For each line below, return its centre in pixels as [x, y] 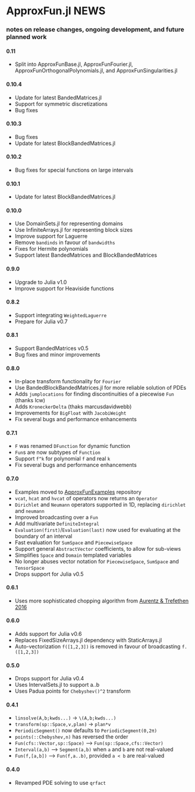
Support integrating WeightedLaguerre [61, 315]
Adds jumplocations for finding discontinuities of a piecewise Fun [94, 394]
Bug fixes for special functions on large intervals [74, 170]
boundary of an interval [43, 536]
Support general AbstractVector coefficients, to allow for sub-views [98, 548]
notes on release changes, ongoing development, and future [95, 30]
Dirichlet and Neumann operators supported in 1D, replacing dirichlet [100, 504]
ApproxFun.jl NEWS [56, 11]
